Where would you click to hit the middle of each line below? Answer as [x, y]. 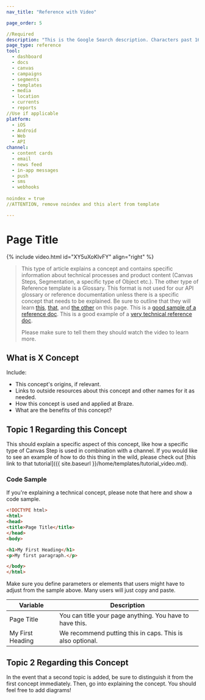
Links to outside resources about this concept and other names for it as [105, 391]
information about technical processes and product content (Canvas [107, 275]
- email [22, 159]
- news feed [27, 164]
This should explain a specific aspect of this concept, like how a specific [97, 444]
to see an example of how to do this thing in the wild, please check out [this [101, 457]
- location [26, 96]
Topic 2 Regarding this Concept [68, 662]
